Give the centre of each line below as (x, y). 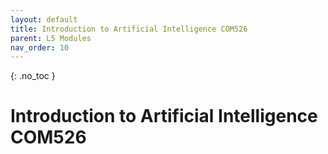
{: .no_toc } (33, 76)
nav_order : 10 (40, 47)
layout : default (44, 19)
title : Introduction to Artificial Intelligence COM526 (129, 29)
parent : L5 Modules (51, 38)
